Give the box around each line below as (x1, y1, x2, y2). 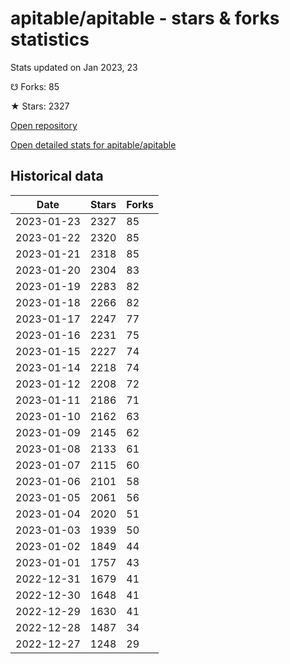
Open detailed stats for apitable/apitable (10, 138, 177, 151)
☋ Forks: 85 (10, 80, 60, 92)
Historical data (10, 168, 104, 185)
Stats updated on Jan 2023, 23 (10, 61, 138, 73)
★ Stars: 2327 (10, 100, 70, 112)
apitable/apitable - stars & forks (10, 7, 280, 30)
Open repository (10, 119, 78, 131)
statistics (10, 28, 90, 51)
